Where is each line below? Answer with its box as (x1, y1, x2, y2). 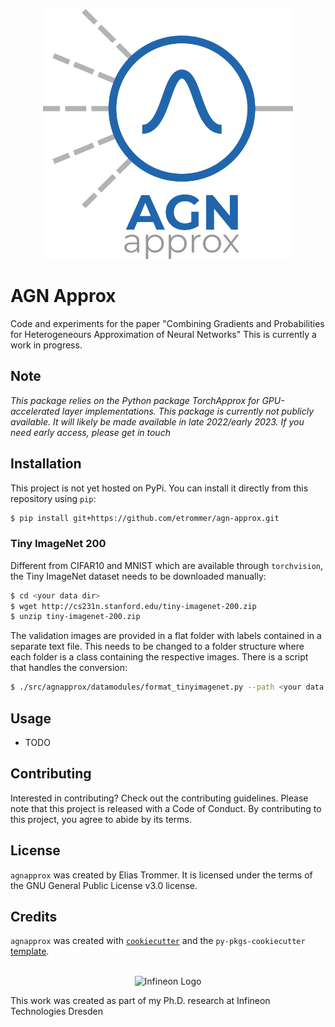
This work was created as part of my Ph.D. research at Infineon (10, 995, 271, 1007)
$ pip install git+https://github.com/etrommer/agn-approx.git (10, 513, 280, 523)
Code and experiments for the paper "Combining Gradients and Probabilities (10, 317, 325, 329)
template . (10, 945, 50, 958)
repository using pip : (10, 492, 97, 504)
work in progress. (10, 339, 83, 351)
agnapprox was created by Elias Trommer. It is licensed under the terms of (10, 869, 313, 881)
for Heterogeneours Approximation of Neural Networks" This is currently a (10, 328, 317, 340)
